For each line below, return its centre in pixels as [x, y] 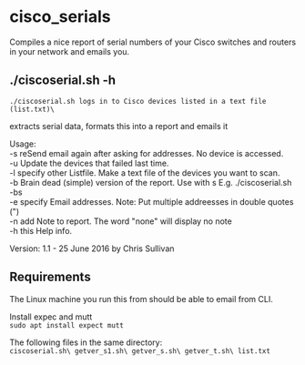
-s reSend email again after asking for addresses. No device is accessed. [147, 153]
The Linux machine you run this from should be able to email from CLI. [141, 299]
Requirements [50, 277]
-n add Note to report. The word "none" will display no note [121, 221]
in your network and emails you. [70, 51]
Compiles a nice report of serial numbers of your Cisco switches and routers [153, 42]
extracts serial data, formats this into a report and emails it [119, 126]
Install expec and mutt [51, 317]
